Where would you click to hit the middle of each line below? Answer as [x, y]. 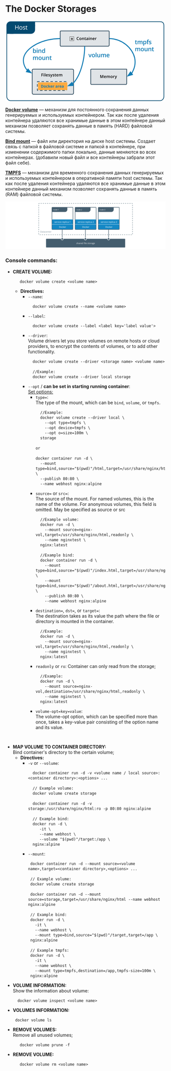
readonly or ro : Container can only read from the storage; [96, 666]
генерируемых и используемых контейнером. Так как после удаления [82, 115]
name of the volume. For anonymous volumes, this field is [96, 504]
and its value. [49, 727]
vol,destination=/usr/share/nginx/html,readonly [88, 691]
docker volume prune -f [45, 1045]
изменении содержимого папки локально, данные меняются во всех [81, 152]
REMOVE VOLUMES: [35, 1029]
